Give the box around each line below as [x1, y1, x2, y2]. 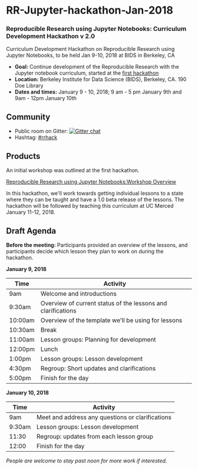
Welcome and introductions [40, 289, 117, 298]
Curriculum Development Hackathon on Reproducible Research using [6, 46, 175, 53]
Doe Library [14, 82, 44, 89]
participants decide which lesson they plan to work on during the [6, 247, 164, 255]
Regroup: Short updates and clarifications [40, 364, 156, 372]
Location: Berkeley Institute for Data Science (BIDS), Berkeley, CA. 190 [14, 76, 187, 83]
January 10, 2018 [6, 389, 49, 396]
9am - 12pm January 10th [14, 95, 77, 102]
